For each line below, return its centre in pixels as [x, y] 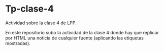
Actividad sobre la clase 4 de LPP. [41, 23]
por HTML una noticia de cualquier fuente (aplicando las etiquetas [74, 38]
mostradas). [18, 43]
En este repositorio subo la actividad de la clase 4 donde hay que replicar [82, 32]
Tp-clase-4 [30, 9]
